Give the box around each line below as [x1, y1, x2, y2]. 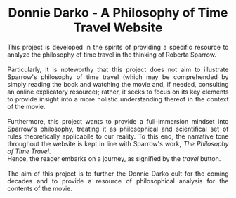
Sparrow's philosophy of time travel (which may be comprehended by [7, 72, 229, 81]
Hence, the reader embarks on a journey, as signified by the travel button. [7, 154, 221, 162]
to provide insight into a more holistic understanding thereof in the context [7, 94, 229, 103]
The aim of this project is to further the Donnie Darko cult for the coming [7, 169, 229, 178]
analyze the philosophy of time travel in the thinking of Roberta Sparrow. [7, 50, 216, 59]
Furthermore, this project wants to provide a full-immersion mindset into [7, 117, 229, 125]
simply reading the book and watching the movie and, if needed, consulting [7, 80, 229, 88]
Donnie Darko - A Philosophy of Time [8, 5, 228, 21]
